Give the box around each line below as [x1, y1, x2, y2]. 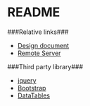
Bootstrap [17, 83, 46, 92]
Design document [17, 41, 70, 49]
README [7, 4, 60, 20]
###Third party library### [7, 62, 84, 71]
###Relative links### [7, 28, 69, 36]
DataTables [17, 91, 51, 100]
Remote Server [17, 49, 61, 57]
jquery [17, 76, 37, 85]
